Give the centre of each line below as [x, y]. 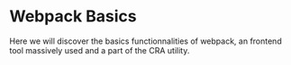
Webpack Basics [73, 16]
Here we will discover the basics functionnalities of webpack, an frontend [145, 41]
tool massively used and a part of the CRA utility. [100, 50]
